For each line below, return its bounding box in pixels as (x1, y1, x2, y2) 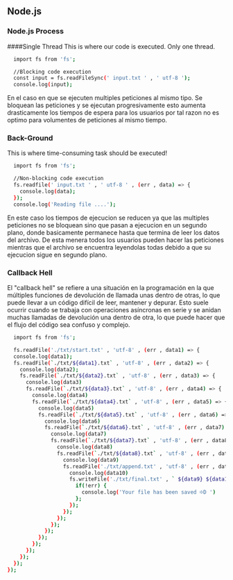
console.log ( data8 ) (56, 444, 113, 451)
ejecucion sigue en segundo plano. (7, 250, 107, 259)
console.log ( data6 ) (44, 417, 101, 425)
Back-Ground (7, 134, 53, 143)
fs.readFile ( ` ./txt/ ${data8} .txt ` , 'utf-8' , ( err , (56, 450, 216, 457)
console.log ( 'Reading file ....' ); (13, 201, 116, 208)
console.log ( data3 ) (25, 379, 82, 386)
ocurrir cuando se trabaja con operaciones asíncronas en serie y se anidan (7, 306, 221, 314)
